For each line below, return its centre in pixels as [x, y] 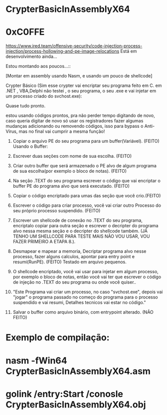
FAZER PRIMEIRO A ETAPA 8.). [44, 242]
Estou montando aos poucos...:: [38, 66]
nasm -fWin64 [36, 360]
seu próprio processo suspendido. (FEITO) [57, 211]
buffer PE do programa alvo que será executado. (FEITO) [71, 186]
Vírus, [12, 131]
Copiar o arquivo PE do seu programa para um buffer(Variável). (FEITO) [86, 141]
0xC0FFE [25, 32]
